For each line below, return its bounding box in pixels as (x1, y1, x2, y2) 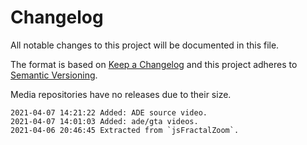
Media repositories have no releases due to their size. (10, 88, 232, 100)
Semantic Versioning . (10, 69, 98, 81)
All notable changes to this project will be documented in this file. (10, 39, 280, 51)
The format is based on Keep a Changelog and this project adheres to (10, 58, 298, 70)
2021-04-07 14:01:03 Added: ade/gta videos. (10, 116, 199, 126)
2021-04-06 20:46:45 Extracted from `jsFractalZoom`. (10, 125, 240, 135)
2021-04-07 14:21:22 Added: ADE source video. (10, 107, 208, 118)
